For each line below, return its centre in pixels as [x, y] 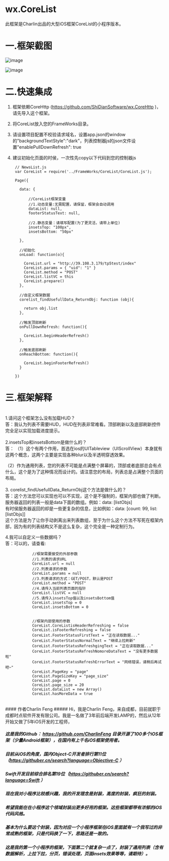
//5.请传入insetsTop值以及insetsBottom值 [73, 598]
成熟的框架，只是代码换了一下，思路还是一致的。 [60, 834]
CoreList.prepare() [44, 281]
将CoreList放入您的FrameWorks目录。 [52, 124]
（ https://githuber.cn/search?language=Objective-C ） [65, 760]
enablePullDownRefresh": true [50, 147]
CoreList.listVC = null [57, 593]
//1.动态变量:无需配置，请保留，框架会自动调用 [71, 204]
